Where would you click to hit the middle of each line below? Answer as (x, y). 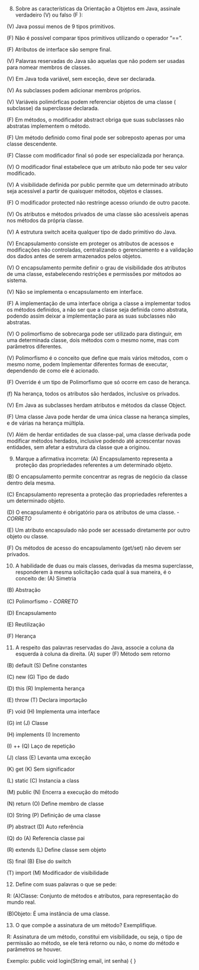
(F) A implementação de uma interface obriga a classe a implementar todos (99, 303)
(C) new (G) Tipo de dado (38, 677)
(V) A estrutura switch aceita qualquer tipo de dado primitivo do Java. (92, 232)
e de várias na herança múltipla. (46, 423)
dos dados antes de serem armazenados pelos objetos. (74, 256)
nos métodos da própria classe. (45, 220)
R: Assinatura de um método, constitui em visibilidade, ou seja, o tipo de (95, 937)
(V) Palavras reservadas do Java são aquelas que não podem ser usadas (96, 61)
